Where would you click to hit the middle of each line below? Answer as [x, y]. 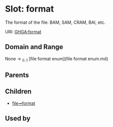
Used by [18, 119]
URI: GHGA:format [23, 32]
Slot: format [30, 9]
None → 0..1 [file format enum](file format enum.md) [57, 59]
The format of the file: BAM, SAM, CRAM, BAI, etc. [55, 22]
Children [18, 91]
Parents [17, 75]
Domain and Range [34, 47]
